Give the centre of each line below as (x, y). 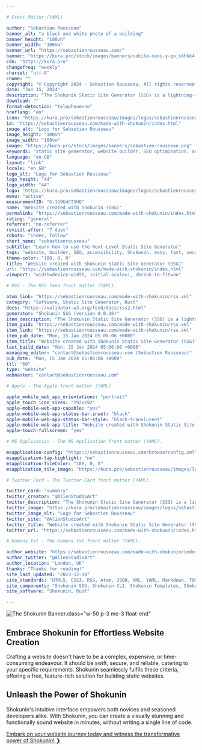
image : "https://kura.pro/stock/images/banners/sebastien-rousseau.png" (99, 146)
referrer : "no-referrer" (37, 224)
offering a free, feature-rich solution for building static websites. (86, 676)
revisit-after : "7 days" (37, 230)
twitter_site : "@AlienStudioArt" (48, 519)
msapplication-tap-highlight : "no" (51, 458)
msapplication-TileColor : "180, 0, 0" (55, 463)
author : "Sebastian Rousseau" (44, 28)
